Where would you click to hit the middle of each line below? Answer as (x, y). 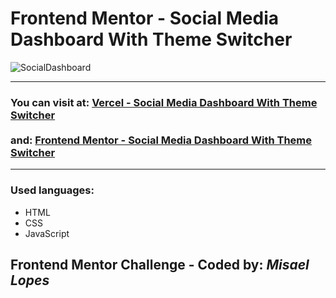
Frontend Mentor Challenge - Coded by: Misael (160, 264)
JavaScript (47, 233)
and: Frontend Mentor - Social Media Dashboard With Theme (161, 140)
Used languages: (52, 190)
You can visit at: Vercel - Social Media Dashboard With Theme (164, 102)
